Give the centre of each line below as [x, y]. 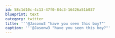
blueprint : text [22, 14]
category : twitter [24, 19]
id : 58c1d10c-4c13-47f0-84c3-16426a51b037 [50, 10]
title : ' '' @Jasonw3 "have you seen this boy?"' [56, 23]
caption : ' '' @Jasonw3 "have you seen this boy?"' [58, 28]
